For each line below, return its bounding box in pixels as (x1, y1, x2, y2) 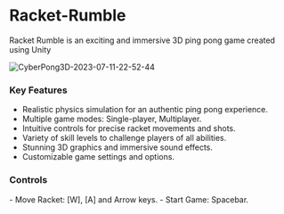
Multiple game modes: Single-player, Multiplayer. (21, 113, 202, 125)
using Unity (9, 44, 52, 54)
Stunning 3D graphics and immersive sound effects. (21, 142, 214, 152)
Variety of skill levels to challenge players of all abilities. (21, 133, 227, 144)
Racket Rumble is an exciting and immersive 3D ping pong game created (9, 35, 276, 45)
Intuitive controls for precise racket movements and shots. (21, 123, 236, 134)
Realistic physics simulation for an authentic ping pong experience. (21, 104, 269, 115)
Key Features (9, 84, 69, 96)
